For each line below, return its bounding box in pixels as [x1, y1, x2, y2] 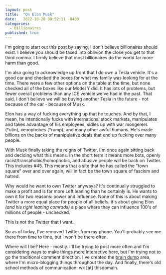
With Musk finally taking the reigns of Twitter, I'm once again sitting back [5, 147, 155, 153]
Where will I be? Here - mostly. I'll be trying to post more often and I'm [5, 244, 150, 249]
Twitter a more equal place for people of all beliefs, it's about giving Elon [5, 199, 154, 204]
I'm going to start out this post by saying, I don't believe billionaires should [5, 44, 158, 50]
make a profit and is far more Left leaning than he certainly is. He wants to [5, 188, 157, 194]
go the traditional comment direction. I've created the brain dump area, [5, 254, 151, 260]
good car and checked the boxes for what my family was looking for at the [5, 75, 158, 81]
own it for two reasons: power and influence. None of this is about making [5, 193, 157, 199]
